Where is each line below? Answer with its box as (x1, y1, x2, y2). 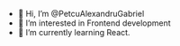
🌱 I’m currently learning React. (17, 27, 130, 37)
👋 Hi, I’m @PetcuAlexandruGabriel (17, 9, 145, 19)
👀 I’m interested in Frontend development (17, 18, 171, 28)
